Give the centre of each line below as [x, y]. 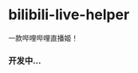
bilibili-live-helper [69, 15]
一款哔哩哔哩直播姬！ [43, 38]
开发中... [25, 60]
